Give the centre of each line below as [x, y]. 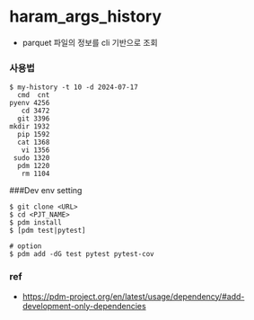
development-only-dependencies [84, 306]
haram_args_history [86, 17]
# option [26, 246]
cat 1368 [34, 142]
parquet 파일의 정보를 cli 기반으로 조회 [90, 42]
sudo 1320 [31, 158]
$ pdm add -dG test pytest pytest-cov [82, 254]
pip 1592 [34, 135]
